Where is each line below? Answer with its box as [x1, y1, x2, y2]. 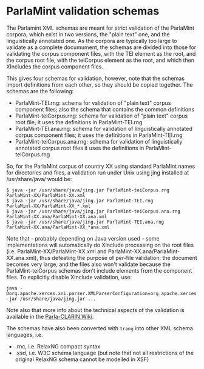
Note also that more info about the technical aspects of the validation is [6, 306, 185, 313]
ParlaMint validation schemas [6, 4, 160, 18]
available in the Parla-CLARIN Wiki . [6, 313, 94, 320]
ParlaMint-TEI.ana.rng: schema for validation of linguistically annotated [15, 125, 192, 132]
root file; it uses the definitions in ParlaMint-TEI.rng [15, 118, 143, 125]
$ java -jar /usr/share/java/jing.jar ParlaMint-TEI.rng [6, 198, 154, 204]
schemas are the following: [6, 87, 74, 95]
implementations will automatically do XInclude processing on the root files [6, 241, 194, 248]
